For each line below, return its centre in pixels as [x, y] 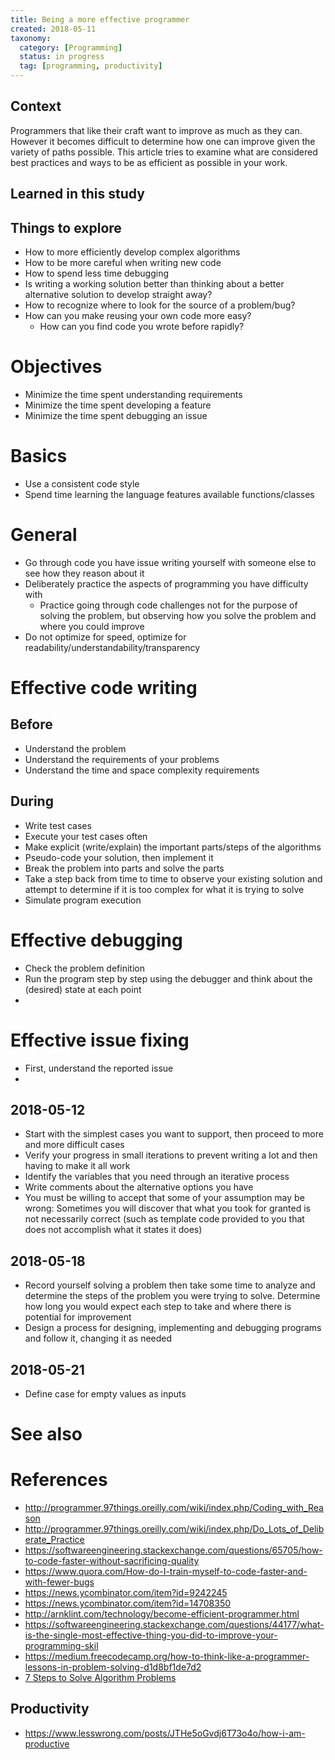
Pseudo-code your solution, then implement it [119, 857]
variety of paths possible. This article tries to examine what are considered [164, 152]
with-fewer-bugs [59, 1582]
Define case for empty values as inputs [105, 1393]
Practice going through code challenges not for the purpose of [168, 605]
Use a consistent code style [82, 483]
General [44, 535]
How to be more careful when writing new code [123, 263]
